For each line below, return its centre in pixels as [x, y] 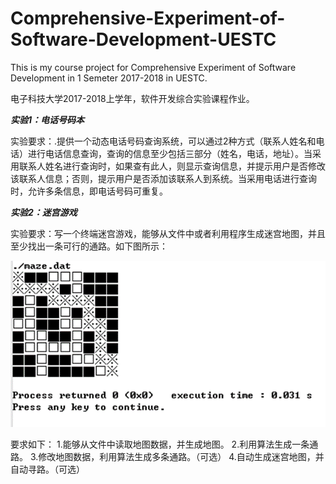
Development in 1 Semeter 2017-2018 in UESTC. [109, 78]
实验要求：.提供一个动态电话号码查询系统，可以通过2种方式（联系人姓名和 [163, 141]
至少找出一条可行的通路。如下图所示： [89, 246]
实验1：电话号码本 [47, 119]
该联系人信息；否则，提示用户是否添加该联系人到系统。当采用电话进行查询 [163, 178]
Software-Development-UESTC [143, 39]
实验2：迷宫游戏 [44, 212]
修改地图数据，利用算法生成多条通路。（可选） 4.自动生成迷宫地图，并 [181, 456]
